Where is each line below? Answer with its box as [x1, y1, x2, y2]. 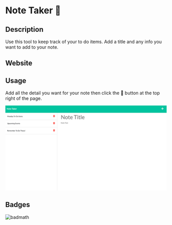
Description [5, 25, 44, 34]
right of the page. [5, 95, 42, 101]
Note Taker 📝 [5, 5, 61, 16]
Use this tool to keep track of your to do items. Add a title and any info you [5, 38, 162, 45]
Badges [5, 200, 30, 209]
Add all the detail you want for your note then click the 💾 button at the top [5, 90, 160, 96]
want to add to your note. [5, 44, 59, 50]
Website [5, 59, 32, 68]
